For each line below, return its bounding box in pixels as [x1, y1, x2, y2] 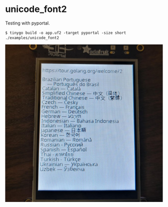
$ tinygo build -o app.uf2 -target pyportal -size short [5, 30, 126, 35]
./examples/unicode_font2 [5, 35, 59, 40]
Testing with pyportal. [5, 20, 50, 26]
